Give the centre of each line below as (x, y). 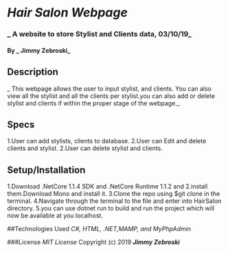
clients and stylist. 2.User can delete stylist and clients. (85, 148)
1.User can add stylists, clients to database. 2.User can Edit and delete (107, 141)
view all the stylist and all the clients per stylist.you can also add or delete (111, 96)
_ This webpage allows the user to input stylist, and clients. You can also (109, 88)
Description (33, 72)
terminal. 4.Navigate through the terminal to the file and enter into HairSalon (114, 201)
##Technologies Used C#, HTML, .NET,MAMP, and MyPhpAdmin (99, 229)
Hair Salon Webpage (68, 13)
